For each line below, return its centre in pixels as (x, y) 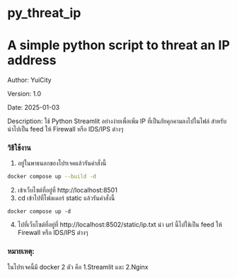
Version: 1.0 (24, 94)
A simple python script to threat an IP (118, 46)
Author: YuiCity (29, 80)
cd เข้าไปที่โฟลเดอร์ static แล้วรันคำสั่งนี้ (66, 198)
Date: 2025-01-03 (34, 108)
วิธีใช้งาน (19, 148)
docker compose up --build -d (52, 177)
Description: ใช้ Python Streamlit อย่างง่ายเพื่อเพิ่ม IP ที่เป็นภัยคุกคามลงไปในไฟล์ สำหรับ (117, 121)
